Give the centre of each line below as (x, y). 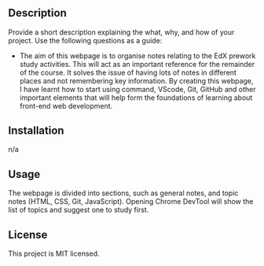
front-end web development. (66, 105)
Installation (36, 131)
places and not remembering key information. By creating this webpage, (136, 80)
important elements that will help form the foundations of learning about (136, 98)
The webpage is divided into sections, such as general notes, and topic (123, 193)
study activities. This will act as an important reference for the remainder (137, 64)
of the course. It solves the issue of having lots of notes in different (128, 72)
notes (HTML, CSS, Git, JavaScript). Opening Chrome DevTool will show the (131, 201)
